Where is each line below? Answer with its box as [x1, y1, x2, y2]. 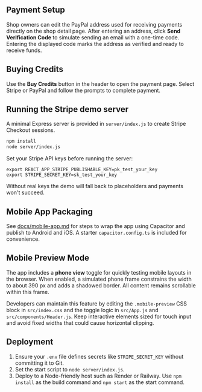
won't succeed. [6, 189, 45, 196]
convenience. [6, 235, 40, 243]
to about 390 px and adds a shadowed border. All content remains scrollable [6, 281, 196, 289]
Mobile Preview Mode [6, 253, 89, 263]
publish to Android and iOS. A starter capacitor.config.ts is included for [6, 229, 187, 236]
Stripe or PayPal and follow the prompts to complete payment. [6, 87, 161, 94]
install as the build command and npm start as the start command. [14, 378, 185, 386]
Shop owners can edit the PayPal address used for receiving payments [6, 21, 183, 28]
